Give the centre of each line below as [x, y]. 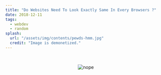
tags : [11, 19]
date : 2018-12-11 [24, 15]
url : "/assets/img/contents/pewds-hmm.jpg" [57, 39]
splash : [14, 33]
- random [19, 29]
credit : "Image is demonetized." [45, 43]
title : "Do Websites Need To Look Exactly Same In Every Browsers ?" [81, 10]
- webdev [19, 24]
